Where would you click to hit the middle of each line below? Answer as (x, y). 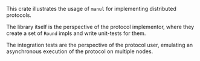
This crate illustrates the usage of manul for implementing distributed (91, 9)
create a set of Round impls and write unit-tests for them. (76, 33)
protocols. (19, 15)
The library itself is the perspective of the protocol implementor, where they (100, 27)
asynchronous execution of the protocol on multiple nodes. (80, 51)
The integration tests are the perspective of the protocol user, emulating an (100, 45)
